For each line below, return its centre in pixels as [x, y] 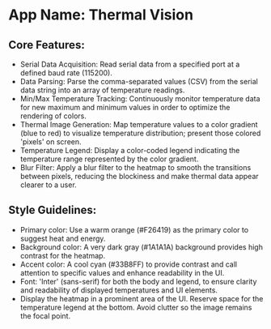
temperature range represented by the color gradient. [109, 159]
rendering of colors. [53, 116]
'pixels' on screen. [51, 142]
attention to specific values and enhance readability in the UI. [122, 272]
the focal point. [45, 316]
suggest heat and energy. [63, 238]
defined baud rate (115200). [66, 73]
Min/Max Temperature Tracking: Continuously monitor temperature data [140, 98]
